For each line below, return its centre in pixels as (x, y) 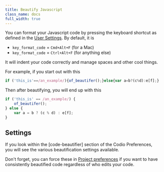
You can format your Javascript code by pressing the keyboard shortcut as (81, 33)
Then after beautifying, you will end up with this (53, 90)
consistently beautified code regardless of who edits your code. (70, 165)
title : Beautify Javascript (34, 10)
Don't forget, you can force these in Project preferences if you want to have (82, 159)
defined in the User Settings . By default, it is (50, 38)
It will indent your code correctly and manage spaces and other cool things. (82, 62)
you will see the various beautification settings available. (62, 150)
